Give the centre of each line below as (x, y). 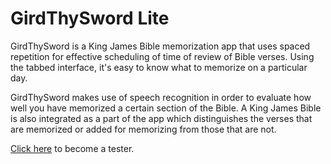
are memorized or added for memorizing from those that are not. (143, 129)
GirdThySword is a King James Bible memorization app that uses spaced (160, 46)
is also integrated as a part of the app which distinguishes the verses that (161, 118)
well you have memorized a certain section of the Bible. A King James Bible (166, 108)
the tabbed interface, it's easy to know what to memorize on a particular (159, 67)
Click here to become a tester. (72, 148)
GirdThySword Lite (90, 18)
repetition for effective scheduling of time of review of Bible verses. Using (162, 56)
